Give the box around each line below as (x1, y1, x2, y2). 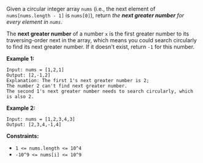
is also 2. (6, 94, 34, 100)
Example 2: (6, 104, 36, 112)
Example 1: (6, 55, 35, 62)
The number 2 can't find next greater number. (6, 83, 128, 89)
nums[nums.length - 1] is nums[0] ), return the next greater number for (6, 12, 185, 19)
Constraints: (6, 132, 39, 140)
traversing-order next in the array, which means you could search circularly (6, 37, 197, 44)
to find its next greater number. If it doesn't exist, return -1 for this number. (6, 43, 195, 50)
